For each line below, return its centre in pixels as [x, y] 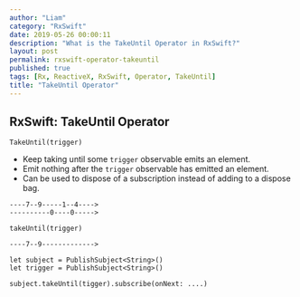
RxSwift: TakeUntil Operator [89, 122]
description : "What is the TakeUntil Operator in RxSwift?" [125, 43]
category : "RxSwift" [48, 26]
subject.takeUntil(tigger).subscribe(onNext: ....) [108, 284]
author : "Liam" [38, 18]
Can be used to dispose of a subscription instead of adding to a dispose [156, 178]
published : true [40, 69]
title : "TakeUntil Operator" [64, 85]
